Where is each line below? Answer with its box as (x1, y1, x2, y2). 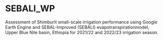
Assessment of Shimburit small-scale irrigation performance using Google (5, 19, 158, 25)
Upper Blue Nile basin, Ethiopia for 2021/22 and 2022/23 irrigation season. (5, 29, 159, 35)
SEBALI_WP (5, 3, 55, 14)
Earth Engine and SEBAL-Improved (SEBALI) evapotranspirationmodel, (5, 24, 150, 30)
